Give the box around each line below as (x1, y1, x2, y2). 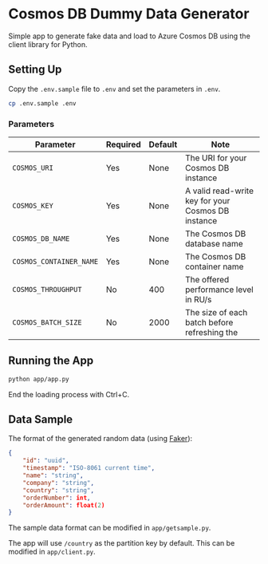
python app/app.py (8, 375, 69, 383)
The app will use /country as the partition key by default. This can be (8, 538, 235, 548)
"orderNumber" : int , (22, 494, 91, 502)
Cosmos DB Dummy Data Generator (8, 5, 250, 23)
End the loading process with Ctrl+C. (8, 389, 130, 399)
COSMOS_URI (12, 163, 53, 172)
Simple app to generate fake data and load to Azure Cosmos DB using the (8, 31, 251, 41)
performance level (184, 284, 254, 295)
